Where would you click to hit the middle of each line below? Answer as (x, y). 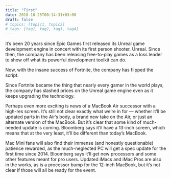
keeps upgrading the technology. (40, 96)
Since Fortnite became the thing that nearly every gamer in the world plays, (85, 85)
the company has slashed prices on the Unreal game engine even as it (79, 91)
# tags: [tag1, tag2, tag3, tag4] (42, 29)
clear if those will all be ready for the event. (51, 170)
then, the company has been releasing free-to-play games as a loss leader (84, 55)
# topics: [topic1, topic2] (35, 24)
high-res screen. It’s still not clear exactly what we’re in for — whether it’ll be (86, 112)
